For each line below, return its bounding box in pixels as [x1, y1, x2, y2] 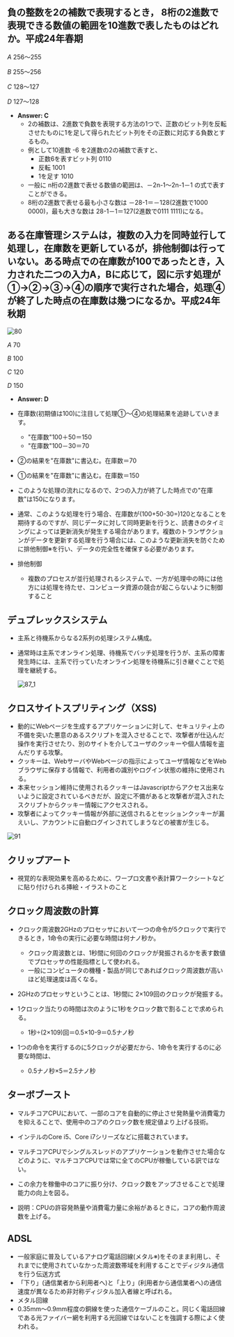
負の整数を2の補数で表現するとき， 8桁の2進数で [7, 6, 219, 19]
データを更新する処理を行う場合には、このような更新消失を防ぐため [29, 535, 225, 544]
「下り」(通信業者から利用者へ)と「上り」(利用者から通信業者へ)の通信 [17, 1278, 222, 1287]
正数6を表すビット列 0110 [38, 154, 112, 163]
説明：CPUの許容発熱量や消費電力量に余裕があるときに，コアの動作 [17, 1203, 214, 1211]
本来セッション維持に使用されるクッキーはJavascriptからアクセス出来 [17, 783, 218, 792]
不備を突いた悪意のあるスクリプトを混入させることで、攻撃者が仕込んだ [17, 731, 225, 739]
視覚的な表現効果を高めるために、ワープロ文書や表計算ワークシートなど [17, 874, 225, 883]
